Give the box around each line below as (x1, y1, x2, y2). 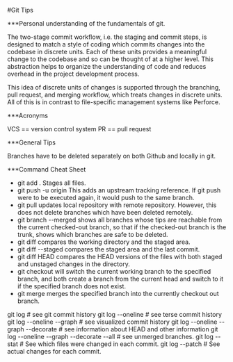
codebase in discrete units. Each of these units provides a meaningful (7, 48, 207, 56)
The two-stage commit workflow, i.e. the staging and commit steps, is (7, 33, 207, 41)
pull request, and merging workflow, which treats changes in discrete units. (7, 90, 223, 99)
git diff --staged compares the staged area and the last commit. (17, 245, 200, 253)
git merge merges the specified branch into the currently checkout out (17, 290, 219, 297)
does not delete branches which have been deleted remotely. (17, 208, 193, 216)
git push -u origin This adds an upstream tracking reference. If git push (17, 186, 221, 194)
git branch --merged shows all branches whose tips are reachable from (17, 215, 223, 224)
